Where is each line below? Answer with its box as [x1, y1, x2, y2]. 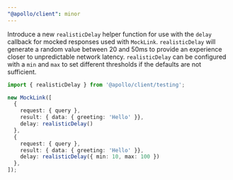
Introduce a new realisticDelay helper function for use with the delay [7, 30, 212, 38]
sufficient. [7, 67, 37, 76]
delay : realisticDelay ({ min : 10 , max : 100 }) [20, 153, 160, 160]
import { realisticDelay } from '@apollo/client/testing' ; [7, 81, 186, 89]
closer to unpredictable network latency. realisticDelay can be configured [7, 52, 227, 61]
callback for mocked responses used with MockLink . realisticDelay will [7, 37, 216, 46]
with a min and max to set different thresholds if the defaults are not [7, 60, 202, 68]
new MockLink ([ [7, 94, 52, 101]
